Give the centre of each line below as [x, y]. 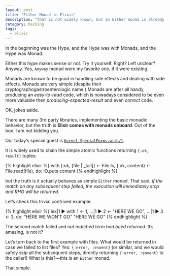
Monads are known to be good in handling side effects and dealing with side [85, 79]
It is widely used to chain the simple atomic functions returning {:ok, [77, 150]
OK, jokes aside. [22, 110]
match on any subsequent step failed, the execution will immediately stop [82, 186]
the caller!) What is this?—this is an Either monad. [58, 258]
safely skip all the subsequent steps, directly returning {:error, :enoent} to [84, 253]
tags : [11, 29]
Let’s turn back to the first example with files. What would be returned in [81, 242]
